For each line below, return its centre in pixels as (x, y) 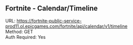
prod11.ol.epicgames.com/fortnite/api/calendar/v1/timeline (66, 26)
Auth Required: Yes (26, 37)
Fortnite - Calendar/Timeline (52, 8)
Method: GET (19, 31)
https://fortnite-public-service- (49, 20)
